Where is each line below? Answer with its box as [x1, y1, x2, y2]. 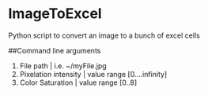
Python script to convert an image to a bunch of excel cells [8, 31, 200, 40]
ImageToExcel [8, 5, 102, 23]
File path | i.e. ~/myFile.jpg [19, 60, 107, 71]
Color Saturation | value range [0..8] [19, 78, 138, 87]
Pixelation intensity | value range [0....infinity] [19, 69, 168, 79]
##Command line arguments [8, 46, 101, 55]
